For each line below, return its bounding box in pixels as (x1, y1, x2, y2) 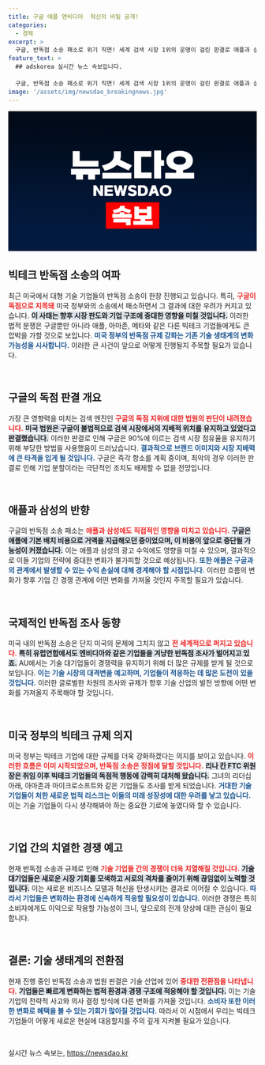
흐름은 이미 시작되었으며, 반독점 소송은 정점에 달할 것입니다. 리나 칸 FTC (22, 761, 242, 771)
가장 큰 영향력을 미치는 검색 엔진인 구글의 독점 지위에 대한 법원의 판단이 (8, 414, 226, 423)
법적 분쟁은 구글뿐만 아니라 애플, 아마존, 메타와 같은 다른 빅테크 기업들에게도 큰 (8, 320, 250, 330)
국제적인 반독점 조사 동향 (8, 616, 121, 629)
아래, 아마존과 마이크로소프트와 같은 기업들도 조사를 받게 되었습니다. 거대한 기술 (8, 781, 252, 791)
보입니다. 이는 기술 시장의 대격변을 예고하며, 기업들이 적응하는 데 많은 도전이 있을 (8, 668, 254, 678)
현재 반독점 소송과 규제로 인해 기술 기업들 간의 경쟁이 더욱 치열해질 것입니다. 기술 (8, 863, 255, 873)
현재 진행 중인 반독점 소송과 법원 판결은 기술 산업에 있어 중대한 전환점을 (8, 976, 226, 986)
